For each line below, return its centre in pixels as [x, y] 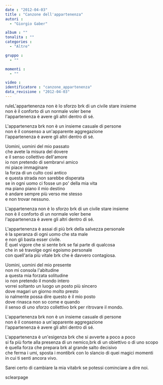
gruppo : [14, 55]
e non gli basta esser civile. [33, 239]
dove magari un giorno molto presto [42, 291]
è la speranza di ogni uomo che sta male [46, 234]
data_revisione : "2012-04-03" [38, 92]
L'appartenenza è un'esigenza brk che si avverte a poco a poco [70, 337]
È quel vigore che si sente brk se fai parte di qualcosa [60, 244]
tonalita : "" [20, 37]
